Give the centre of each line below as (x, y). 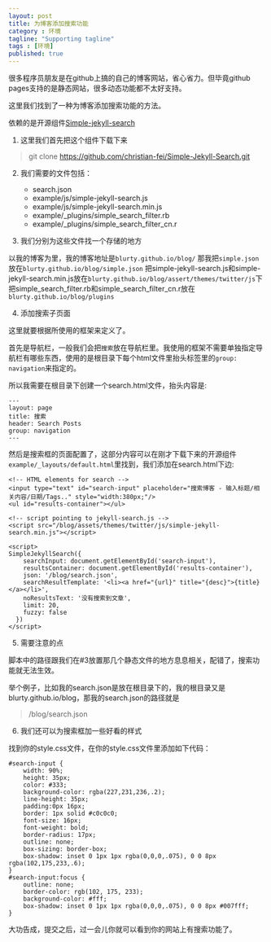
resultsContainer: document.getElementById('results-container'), (138, 568)
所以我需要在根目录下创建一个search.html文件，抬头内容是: (108, 385)
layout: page (31, 408)
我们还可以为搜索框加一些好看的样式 (81, 731)
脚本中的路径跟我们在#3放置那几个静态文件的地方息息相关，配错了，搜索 (131, 660)
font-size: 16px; (52, 821)
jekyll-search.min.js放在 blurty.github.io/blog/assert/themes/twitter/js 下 (135, 278)
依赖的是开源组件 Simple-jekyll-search (72, 123)
